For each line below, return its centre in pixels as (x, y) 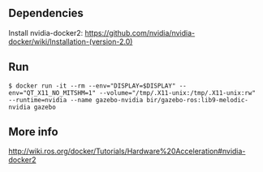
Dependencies (46, 13)
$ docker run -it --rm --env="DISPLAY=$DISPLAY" (92, 86)
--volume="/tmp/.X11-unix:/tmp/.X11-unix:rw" (177, 92)
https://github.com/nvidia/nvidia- (140, 32)
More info (33, 132)
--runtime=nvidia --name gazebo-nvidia (76, 100)
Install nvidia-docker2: (46, 32)
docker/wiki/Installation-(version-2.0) (71, 41)
